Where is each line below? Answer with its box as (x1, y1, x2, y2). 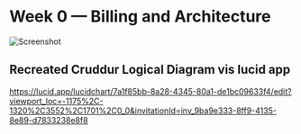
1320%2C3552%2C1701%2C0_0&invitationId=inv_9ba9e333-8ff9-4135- (9, 105, 278, 116)
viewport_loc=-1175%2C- (9, 95, 104, 106)
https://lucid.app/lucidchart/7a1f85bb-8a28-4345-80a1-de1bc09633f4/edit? (9, 85, 292, 96)
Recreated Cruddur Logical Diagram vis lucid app (9, 62, 291, 77)
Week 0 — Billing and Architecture (9, 6, 271, 27)
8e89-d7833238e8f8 (9, 114, 88, 125)
